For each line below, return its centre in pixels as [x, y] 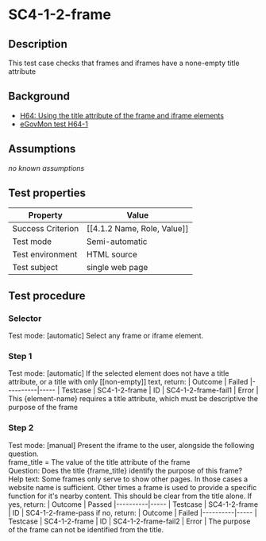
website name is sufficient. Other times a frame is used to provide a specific [133, 487]
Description [38, 44]
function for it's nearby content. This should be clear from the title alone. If [130, 496]
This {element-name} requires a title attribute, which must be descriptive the [133, 399]
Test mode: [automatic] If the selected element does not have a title [119, 373]
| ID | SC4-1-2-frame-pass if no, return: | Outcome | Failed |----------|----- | [133, 512]
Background [39, 97]
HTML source [112, 254]
